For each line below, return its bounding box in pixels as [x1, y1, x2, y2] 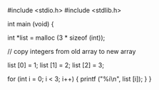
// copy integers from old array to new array [7, 47, 136, 55]
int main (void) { [7, 20, 54, 28]
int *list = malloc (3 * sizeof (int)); [7, 33, 106, 42]
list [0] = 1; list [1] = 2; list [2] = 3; [7, 61, 105, 69]
